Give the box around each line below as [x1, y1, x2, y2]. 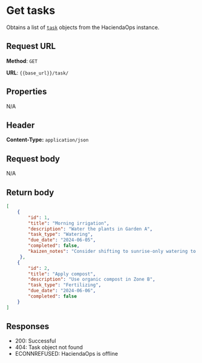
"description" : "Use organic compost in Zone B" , [28, 276, 155, 283]
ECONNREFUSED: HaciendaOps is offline [15, 350, 119, 358]
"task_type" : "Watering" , [28, 231, 94, 238]
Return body [6, 187, 54, 197]
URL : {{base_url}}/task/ [6, 69, 69, 76]
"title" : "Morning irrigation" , [28, 220, 110, 226]
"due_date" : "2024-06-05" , [28, 237, 96, 243]
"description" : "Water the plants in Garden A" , [28, 226, 153, 232]
